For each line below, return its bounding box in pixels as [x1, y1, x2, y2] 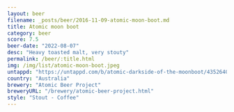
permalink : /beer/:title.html [7, 56, 95, 63]
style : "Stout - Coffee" [7, 95, 79, 102]
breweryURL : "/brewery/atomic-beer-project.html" [7, 88, 155, 95]
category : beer [7, 29, 52, 37]
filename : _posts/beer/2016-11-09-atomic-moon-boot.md [7, 17, 170, 24]
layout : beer [7, 10, 45, 17]
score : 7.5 [7, 36, 39, 43]
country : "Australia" [7, 74, 70, 82]
